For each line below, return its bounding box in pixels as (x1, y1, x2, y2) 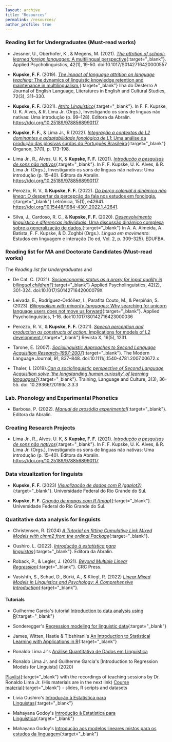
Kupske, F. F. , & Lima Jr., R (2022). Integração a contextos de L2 (12, 129, 150, 135)
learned (12, 56, 30, 62)
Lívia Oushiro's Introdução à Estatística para (12, 695, 106, 701)
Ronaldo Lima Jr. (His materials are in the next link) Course (5, 679, 129, 686)
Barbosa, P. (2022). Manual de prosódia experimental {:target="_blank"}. (12, 406, 167, 412)
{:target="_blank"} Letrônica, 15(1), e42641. (12, 198, 105, 204)
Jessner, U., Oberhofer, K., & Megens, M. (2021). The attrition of (12, 50, 148, 56)
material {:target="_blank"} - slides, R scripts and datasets (5, 685, 127, 691)
